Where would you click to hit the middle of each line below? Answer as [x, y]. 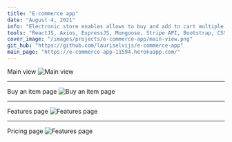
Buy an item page [32, 91]
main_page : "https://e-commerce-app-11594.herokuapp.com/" [94, 52]
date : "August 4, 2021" [41, 20]
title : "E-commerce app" [43, 13]
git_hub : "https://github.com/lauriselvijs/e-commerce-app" [96, 45]
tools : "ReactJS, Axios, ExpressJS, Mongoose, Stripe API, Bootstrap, [111, 33]
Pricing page [25, 131]
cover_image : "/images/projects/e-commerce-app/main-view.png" [100, 39]
